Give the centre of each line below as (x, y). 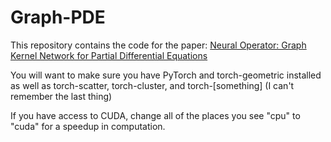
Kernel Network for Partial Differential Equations (109, 55)
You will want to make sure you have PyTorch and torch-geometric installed (166, 75)
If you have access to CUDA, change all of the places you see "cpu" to (155, 115)
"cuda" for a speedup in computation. (88, 126)
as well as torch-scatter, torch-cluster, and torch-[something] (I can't (152, 85)
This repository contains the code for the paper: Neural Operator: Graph (158, 45)
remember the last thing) (61, 96)
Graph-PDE (58, 17)
